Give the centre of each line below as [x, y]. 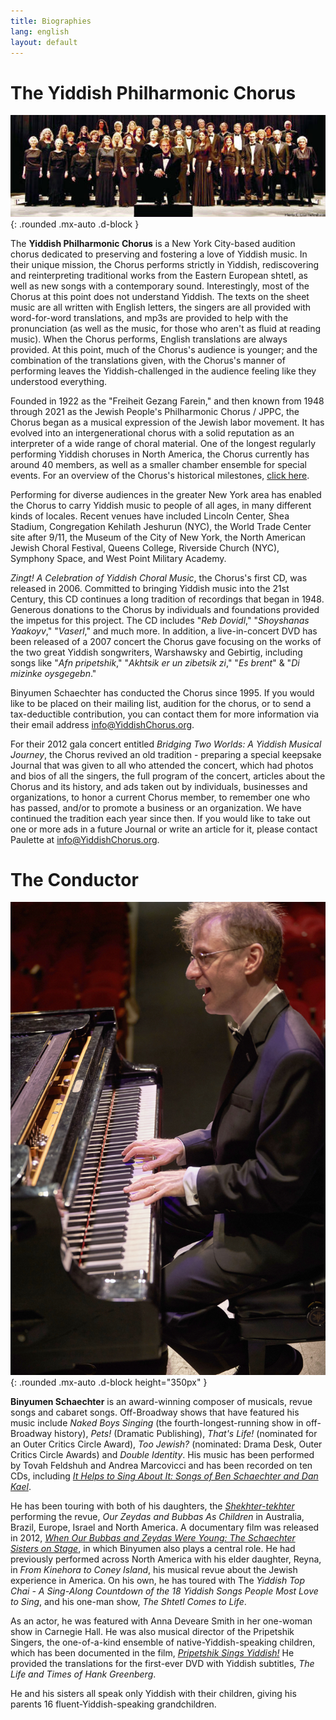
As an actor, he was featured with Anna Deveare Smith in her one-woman [161, 1621]
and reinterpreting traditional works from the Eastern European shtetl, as [159, 275]
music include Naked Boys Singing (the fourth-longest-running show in [157, 1423]
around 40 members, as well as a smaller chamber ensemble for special [158, 464]
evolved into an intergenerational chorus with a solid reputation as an [152, 432]
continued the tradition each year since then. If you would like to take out [160, 818]
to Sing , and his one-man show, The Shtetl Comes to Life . [128, 1602]
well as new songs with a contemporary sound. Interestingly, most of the [160, 286]
